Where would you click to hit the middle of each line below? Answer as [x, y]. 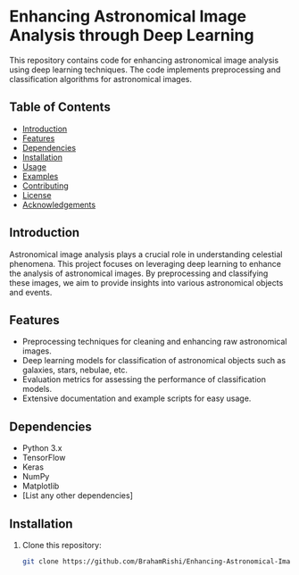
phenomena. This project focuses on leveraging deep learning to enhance [145, 263]
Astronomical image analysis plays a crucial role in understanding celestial [146, 254]
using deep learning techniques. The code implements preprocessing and [145, 70]
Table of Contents [60, 108]
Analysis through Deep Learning [132, 35]
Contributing [45, 186]
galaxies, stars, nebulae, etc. [75, 370]
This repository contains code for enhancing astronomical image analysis [144, 60]
